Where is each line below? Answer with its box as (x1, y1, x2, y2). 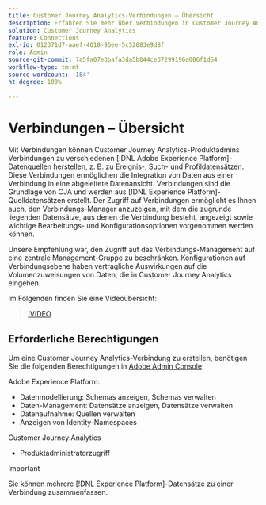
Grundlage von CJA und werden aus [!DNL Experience (8, 187, 186, 197)
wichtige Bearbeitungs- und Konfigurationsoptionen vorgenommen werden (8, 221, 253, 231)
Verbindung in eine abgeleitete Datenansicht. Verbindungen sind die (8, 179, 231, 189)
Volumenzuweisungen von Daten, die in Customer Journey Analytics (8, 270, 232, 280)
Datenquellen (8, 162, 52, 171)
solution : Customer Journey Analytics (8, 26, 136, 34)
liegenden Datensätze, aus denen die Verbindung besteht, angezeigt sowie (8, 212, 253, 222)
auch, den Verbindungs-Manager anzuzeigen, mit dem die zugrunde (8, 204, 232, 214)
